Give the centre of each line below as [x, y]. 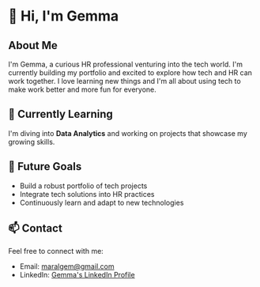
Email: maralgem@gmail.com [67, 266]
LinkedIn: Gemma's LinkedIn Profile [77, 275]
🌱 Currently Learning [60, 114]
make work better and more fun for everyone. [82, 89]
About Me [33, 45]
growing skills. [32, 142]
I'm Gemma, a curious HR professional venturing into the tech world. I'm [126, 64]
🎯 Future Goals [45, 166]
